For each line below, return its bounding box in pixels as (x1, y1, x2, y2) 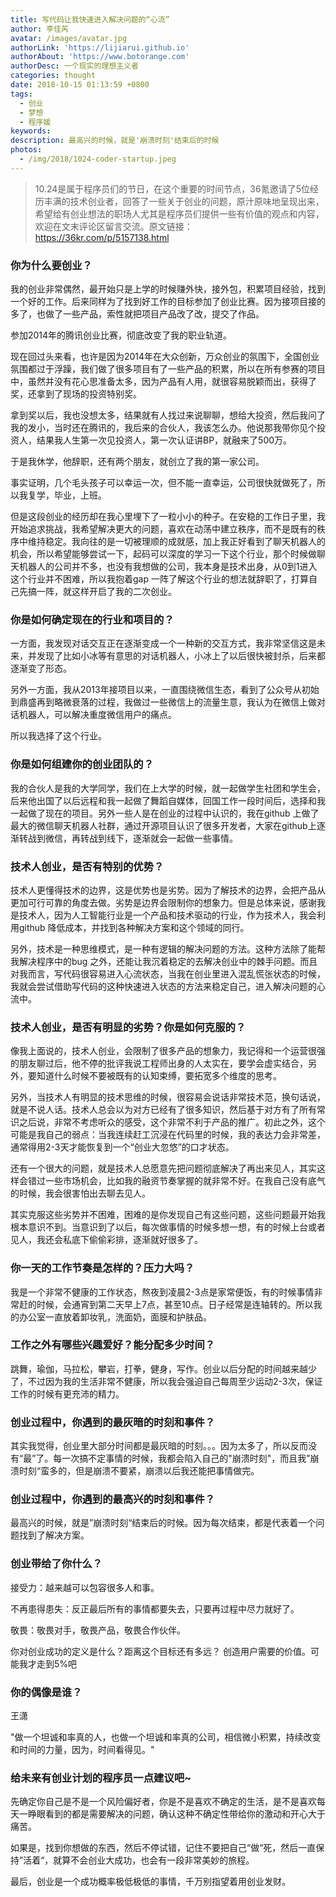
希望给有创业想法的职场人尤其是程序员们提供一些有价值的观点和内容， (34, 207, 325, 220)
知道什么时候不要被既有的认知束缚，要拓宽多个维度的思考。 (36, 1070, 282, 1082)
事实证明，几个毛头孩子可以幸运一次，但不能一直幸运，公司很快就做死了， (10, 477, 317, 489)
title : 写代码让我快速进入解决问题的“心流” (10, 14, 170, 25)
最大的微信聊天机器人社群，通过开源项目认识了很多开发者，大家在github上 (10, 819, 317, 831)
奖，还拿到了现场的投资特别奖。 (10, 388, 142, 400)
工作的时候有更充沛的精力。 (10, 1387, 125, 1400)
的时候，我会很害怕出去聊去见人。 (10, 1187, 151, 1200)
